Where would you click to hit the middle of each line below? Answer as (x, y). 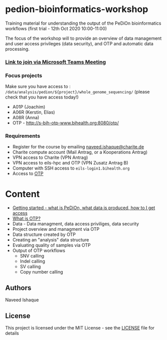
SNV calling (32, 256)
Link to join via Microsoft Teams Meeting (56, 62)
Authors (18, 288)
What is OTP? (27, 219)
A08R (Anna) (26, 118)
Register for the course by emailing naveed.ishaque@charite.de (78, 147)
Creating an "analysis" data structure (51, 240)
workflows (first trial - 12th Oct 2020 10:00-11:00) (56, 28)
